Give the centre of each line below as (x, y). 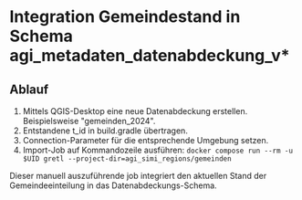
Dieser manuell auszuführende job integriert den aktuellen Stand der (138, 176)
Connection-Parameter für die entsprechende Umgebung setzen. (146, 140)
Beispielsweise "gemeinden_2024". (89, 121)
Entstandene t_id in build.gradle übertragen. (105, 131)
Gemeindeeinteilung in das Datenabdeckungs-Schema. (113, 185)
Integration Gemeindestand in (125, 17)
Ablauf (29, 89)
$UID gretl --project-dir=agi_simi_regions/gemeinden (127, 159)
